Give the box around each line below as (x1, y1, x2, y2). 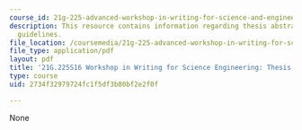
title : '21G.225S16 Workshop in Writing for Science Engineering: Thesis (9, 64, 292, 73)
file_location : (9, 38, 67, 48)
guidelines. (17, 30, 63, 39)
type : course (9, 72, 58, 81)
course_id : (9, 13, 50, 22)
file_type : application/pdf (9, 47, 115, 56)
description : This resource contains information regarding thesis (9, 22, 268, 30)
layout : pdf (9, 55, 54, 64)
